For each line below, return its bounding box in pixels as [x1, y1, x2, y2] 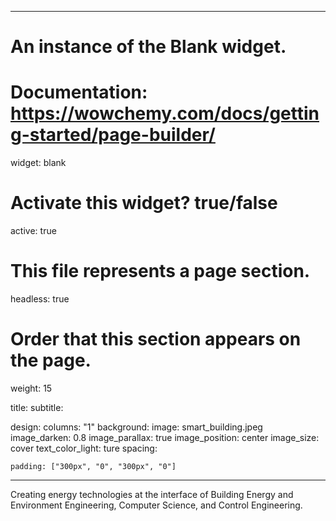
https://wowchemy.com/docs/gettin [10, 102, 320, 125]
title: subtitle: [10, 401, 64, 413]
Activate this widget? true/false [10, 192, 278, 215]
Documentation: [10, 81, 148, 104]
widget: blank [10, 157, 67, 169]
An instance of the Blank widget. [10, 36, 287, 58]
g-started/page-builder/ [10, 124, 216, 146]
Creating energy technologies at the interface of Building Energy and [10, 488, 294, 500]
